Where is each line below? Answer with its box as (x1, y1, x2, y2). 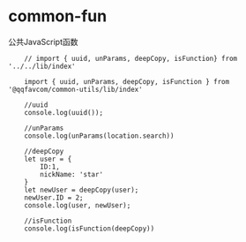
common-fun (8, 6, 108, 26)
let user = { (24, 155, 72, 163)
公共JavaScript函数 (8, 36, 78, 47)
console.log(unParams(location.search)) (24, 131, 175, 140)
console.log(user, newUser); (24, 200, 131, 209)
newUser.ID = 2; (24, 193, 85, 202)
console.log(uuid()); (24, 108, 103, 117)
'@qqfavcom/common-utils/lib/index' (8, 85, 143, 94)
